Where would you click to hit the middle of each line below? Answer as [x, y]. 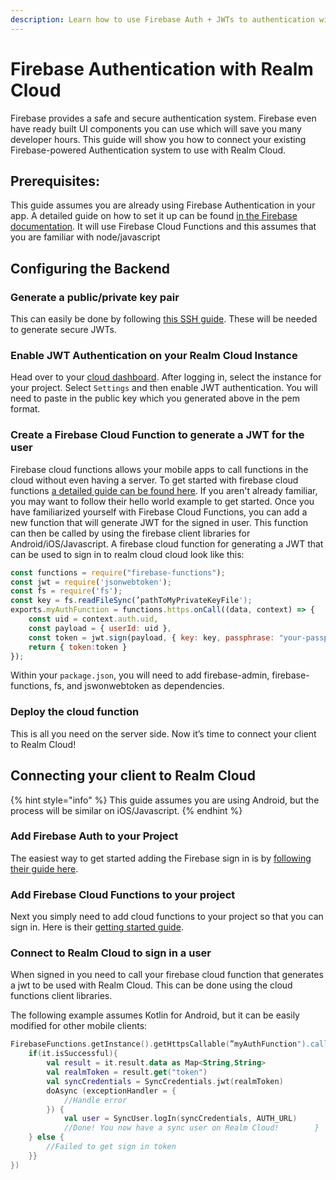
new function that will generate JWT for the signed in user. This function [159, 522]
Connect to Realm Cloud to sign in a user [111, 953]
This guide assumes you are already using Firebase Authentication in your [163, 205]
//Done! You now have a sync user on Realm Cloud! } [191, 1128]
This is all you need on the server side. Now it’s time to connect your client [163, 733]
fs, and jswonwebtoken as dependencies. [139, 686]
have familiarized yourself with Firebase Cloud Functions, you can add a [159, 512]
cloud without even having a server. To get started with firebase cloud [154, 480]
